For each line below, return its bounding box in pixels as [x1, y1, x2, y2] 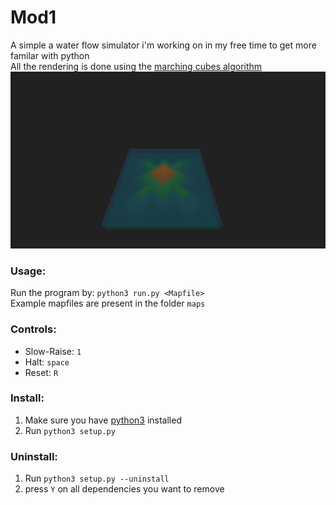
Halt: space [24, 356, 70, 368]
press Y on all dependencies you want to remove [24, 483, 225, 495]
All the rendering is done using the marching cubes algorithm [10, 60, 263, 72]
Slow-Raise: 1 [24, 345, 82, 357]
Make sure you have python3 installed [24, 414, 182, 426]
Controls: [10, 322, 57, 336]
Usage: [10, 264, 47, 278]
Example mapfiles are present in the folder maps [10, 297, 206, 310]
